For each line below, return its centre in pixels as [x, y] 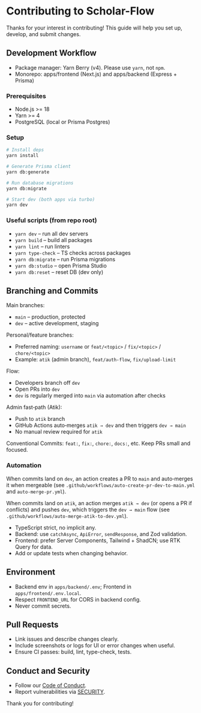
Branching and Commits [52, 291]
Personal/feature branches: [40, 335]
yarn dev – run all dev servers [52, 234]
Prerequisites [26, 96]
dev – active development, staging [57, 323]
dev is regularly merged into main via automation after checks [90, 396]
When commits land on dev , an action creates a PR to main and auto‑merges [100, 478]
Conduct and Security [48, 671]
